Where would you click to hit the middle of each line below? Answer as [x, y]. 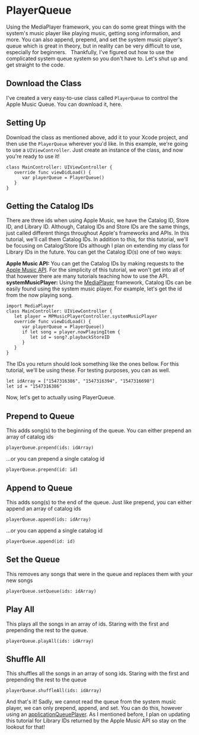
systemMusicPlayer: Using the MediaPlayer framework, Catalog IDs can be [99, 283]
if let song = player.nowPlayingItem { [71, 332]
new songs [20, 580]
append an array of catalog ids [44, 509]
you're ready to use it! [33, 156]
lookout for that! [26, 727]
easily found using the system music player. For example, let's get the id [94, 289]
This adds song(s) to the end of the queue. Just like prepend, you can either [99, 502]
